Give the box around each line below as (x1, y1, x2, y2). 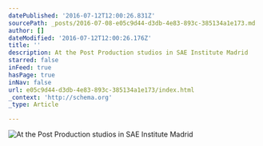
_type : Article (8, 101, 59, 109)
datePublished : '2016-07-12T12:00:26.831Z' (8, 11, 156, 20)
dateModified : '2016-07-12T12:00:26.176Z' (8, 34, 152, 42)
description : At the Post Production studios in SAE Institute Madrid (8, 49, 249, 57)
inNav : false (8, 78, 52, 86)
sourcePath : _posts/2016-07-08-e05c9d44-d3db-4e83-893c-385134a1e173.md (8, 19, 256, 27)
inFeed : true (8, 64, 52, 72)
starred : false (8, 57, 59, 65)
